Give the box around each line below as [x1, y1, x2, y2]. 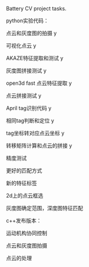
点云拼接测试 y [6, 92, 42, 99]
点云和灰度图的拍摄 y [6, 29, 57, 36]
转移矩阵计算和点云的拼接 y [6, 142, 72, 149]
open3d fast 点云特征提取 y [6, 79, 72, 86]
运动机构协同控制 [6, 229, 47, 236]
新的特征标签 [6, 179, 37, 186]
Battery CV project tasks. [6, 5, 67, 12]
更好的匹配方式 [6, 167, 42, 174]
